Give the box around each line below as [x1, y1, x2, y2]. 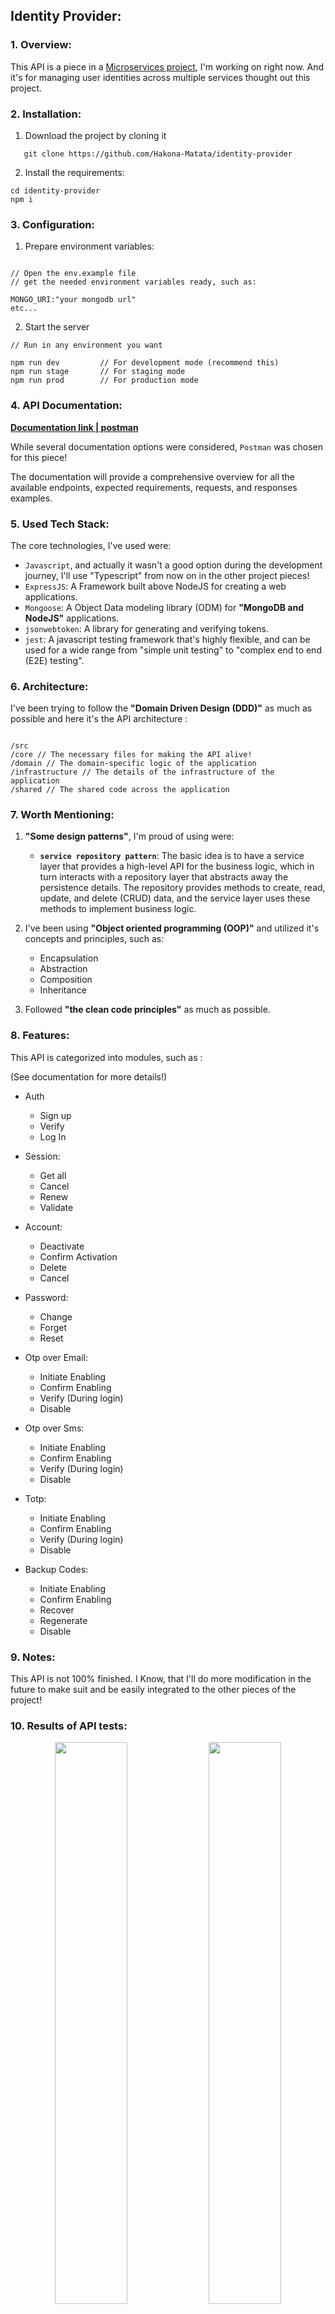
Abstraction [39, 963, 88, 975]
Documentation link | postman [10, 421, 139, 433]
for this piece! [10, 451, 68, 463]
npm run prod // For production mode [10, 375, 199, 386]
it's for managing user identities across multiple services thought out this [10, 71, 311, 83]
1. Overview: [10, 38, 72, 52]
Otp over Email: [24, 1351, 89, 1363]
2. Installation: [10, 107, 82, 121]
